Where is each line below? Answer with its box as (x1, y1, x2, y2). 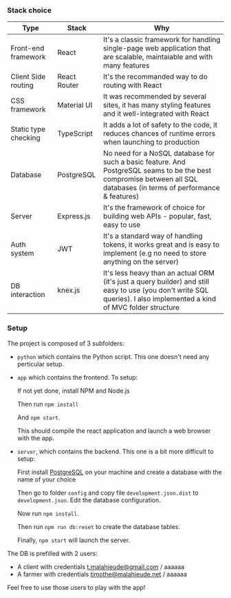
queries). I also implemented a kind (102, 294, 217, 304)
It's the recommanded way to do (102, 72, 208, 81)
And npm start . (16, 413, 60, 422)
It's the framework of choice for (102, 203, 206, 212)
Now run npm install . (16, 509, 79, 517)
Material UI (57, 101, 93, 110)
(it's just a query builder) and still (102, 277, 210, 287)
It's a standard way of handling (102, 231, 203, 241)
